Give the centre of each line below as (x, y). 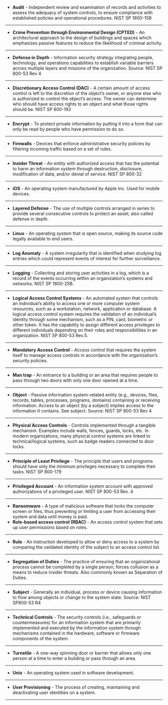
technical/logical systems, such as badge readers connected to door (83, 441)
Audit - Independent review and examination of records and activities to (87, 7)
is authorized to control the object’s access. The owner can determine (84, 98)
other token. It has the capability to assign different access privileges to (86, 325)
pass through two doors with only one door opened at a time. (75, 380)
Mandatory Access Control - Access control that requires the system (84, 350)
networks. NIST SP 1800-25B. (43, 284)
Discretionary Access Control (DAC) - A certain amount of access (81, 88)
